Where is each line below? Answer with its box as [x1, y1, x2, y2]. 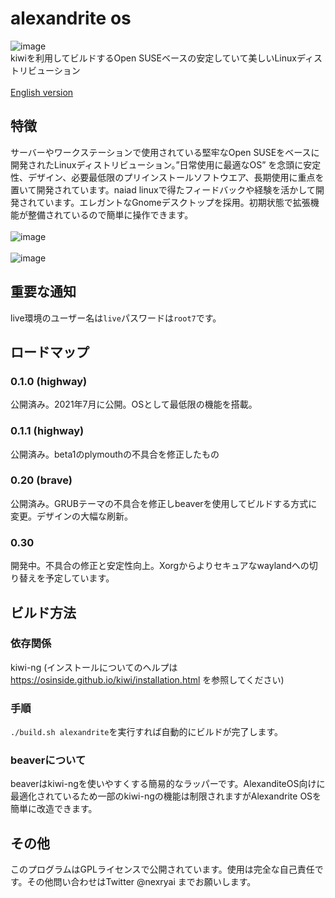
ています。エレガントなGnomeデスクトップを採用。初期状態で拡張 [36, 196, 311, 208]
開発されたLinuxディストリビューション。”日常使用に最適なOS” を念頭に [10, 158, 304, 171]
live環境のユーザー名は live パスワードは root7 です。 [10, 312, 222, 324]
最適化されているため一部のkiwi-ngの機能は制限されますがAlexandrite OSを [10, 790, 322, 802]
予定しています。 [44, 572, 115, 584]
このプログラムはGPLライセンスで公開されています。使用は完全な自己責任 [10, 863, 315, 876]
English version [10, 86, 74, 98]
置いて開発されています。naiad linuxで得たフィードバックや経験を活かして [10, 183, 316, 196]
